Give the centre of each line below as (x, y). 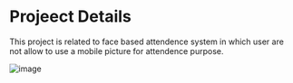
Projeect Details (70, 17)
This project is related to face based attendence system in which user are (146, 41)
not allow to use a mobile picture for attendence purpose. (117, 51)
